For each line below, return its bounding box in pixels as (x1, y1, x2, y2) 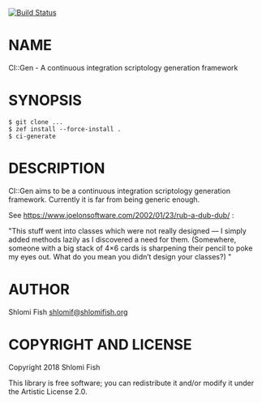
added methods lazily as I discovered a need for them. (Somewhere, (8, 234, 237, 244)
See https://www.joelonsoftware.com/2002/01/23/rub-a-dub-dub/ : (8, 210, 234, 220)
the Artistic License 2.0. (8, 386, 88, 397)
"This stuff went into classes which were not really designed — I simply (8, 225, 247, 235)
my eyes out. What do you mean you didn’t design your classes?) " (8, 251, 232, 261)
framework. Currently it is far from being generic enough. (8, 195, 200, 204)
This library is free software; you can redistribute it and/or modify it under (8, 378, 255, 388)
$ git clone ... (8, 118, 63, 126)
